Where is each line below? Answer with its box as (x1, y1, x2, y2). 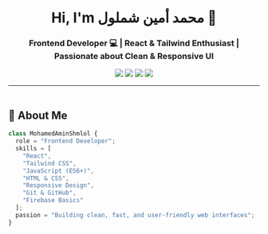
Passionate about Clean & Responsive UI (54, 51, 214, 62)
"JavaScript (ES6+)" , (22, 166, 94, 175)
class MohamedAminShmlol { (8, 130, 98, 138)
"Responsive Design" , (22, 181, 94, 189)
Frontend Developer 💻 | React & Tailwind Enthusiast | (29, 37, 239, 49)
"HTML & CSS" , (22, 174, 69, 182)
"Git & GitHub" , (22, 189, 77, 197)
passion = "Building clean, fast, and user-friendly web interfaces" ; (15, 211, 255, 219)
